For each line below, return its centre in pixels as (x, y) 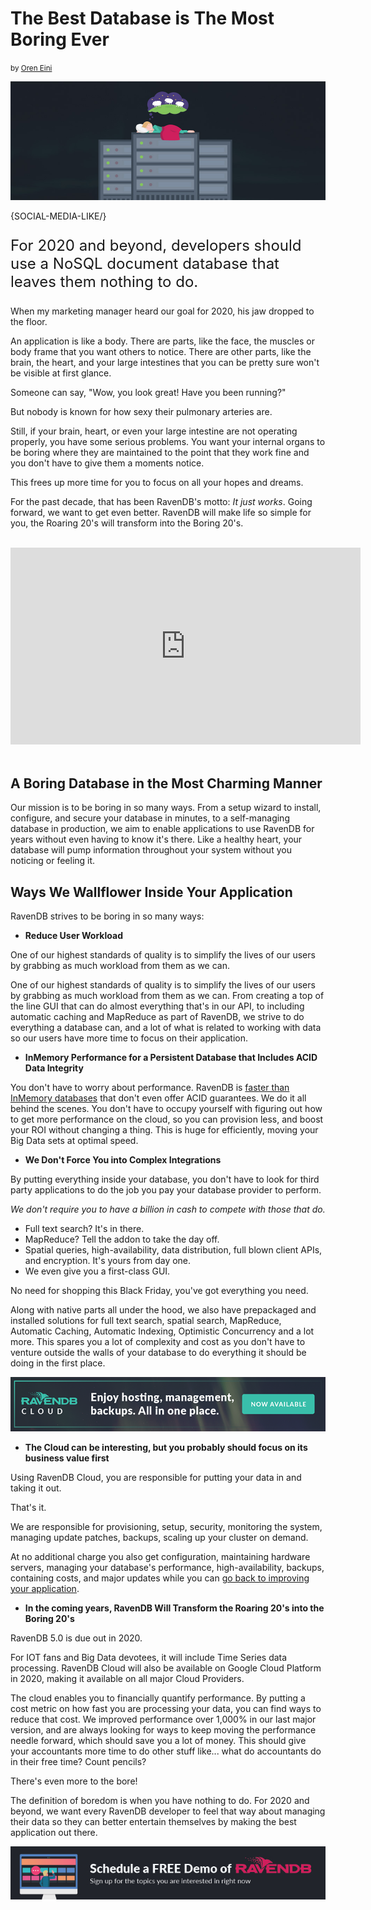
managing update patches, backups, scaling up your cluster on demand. (159, 1537)
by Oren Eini (31, 68)
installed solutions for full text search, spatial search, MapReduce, (146, 1320)
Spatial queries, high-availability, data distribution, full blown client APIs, (173, 1249)
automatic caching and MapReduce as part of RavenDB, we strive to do (157, 1016)
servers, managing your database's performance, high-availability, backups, (167, 1567)
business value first (67, 1458)
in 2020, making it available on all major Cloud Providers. (127, 1678)
